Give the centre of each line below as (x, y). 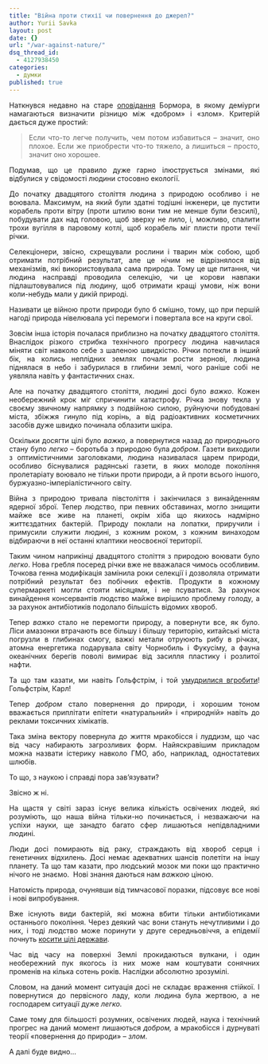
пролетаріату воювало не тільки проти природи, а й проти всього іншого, (134, 474)
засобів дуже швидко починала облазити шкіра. (91, 425)
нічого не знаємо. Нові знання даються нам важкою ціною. (111, 874)
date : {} (23, 38)
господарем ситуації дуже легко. (66, 1003)
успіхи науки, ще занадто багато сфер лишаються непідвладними (134, 825)
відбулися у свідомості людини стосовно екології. (95, 178)
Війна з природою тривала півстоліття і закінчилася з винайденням (134, 498)
